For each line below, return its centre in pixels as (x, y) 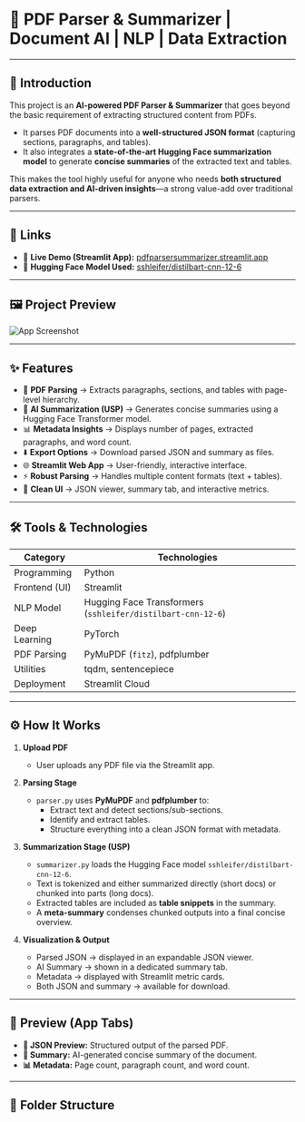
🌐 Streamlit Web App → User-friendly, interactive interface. (135, 465)
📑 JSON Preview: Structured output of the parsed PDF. (125, 1045)
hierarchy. (61, 400)
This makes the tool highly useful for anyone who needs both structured (145, 179)
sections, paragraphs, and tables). (87, 141)
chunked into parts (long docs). (95, 893)
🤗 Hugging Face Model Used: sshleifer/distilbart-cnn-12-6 (132, 267)
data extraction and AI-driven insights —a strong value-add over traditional (151, 188)
